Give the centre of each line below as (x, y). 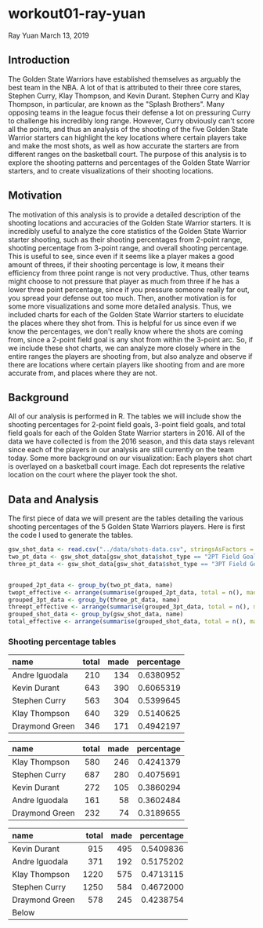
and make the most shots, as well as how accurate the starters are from (124, 145)
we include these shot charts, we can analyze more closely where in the (124, 348)
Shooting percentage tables (62, 641)
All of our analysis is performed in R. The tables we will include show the (125, 416)
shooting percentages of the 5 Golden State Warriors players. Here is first (127, 527)
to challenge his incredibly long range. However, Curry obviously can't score (131, 121)
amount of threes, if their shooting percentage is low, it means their (116, 265)
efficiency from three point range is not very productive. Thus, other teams (129, 272)
